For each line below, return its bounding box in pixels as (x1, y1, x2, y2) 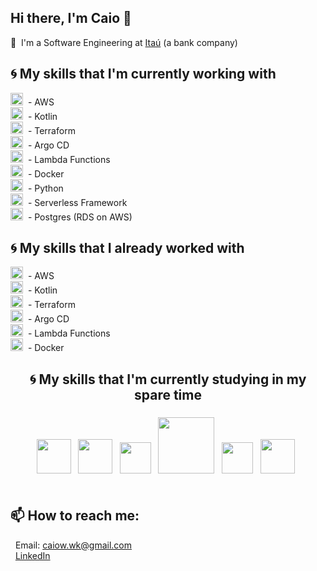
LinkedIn (14, 549, 51, 561)
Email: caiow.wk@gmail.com (14, 539, 133, 551)
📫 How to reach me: (10, 507, 140, 525)
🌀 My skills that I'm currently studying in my (29, 371, 307, 388)
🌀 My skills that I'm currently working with (10, 66, 277, 83)
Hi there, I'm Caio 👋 (10, 10, 132, 27)
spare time (134, 386, 202, 403)
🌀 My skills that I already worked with (10, 240, 245, 257)
